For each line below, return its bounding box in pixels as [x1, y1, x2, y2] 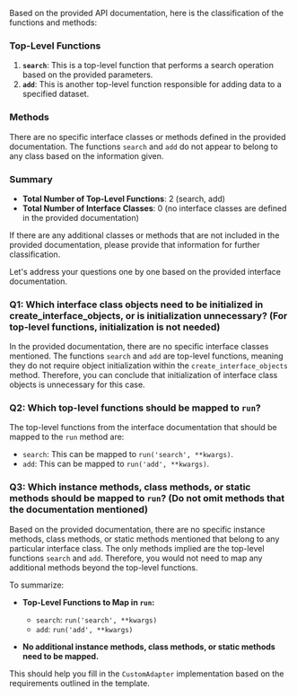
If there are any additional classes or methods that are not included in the [9, 229, 280, 241]
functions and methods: [9, 17, 98, 28]
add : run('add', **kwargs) [35, 623, 134, 634]
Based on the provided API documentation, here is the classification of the [9, 8, 284, 18]
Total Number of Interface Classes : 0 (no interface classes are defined [22, 202, 287, 214]
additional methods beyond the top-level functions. [9, 561, 198, 573]
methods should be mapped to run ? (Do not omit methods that [9, 492, 285, 505]
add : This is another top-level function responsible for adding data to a [22, 79, 283, 90]
